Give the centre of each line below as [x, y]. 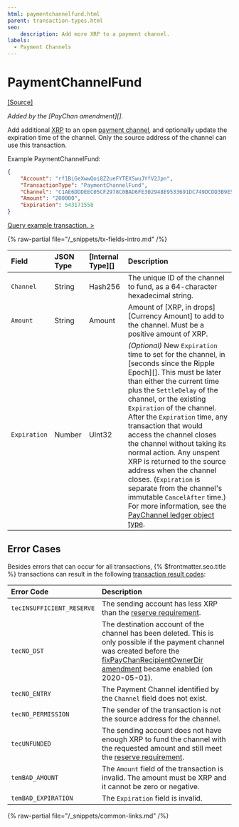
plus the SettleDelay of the [173, 390]
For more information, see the [177, 506]
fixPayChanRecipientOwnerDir [153, 659]
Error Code [30, 592]
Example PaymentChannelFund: [54, 158]
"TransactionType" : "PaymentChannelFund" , [84, 185]
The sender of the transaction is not [162, 709]
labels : [19, 41]
